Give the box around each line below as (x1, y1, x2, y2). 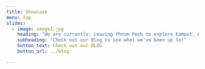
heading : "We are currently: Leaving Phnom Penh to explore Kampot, (17, 31, 195, 38)
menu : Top (6, 15, 32, 21)
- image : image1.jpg (12, 25, 64, 32)
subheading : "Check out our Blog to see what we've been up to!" (17, 37, 187, 43)
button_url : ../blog (17, 48, 70, 54)
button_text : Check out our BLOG (17, 43, 103, 49)
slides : (6, 20, 26, 26)
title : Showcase (6, 8, 48, 15)
